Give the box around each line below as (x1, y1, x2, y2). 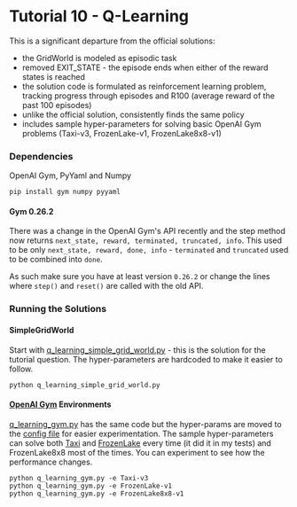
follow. (9, 363, 34, 374)
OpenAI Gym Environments (9, 399, 112, 409)
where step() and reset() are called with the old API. (9, 281, 204, 292)
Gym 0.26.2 (9, 206, 54, 216)
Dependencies (9, 150, 74, 162)
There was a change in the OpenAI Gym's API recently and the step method (9, 226, 286, 237)
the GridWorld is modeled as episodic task (21, 52, 177, 63)
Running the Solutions (9, 303, 107, 316)
